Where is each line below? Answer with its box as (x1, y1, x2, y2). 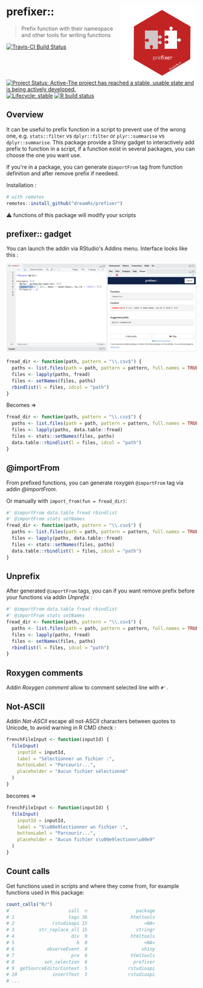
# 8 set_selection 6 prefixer (6, 959, 155, 965)
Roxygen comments (6, 668, 83, 678)
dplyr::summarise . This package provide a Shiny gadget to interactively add (6, 138, 195, 146)
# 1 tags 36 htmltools (6, 914, 155, 920)
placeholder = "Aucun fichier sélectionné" (17, 768, 129, 775)
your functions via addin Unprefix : (6, 594, 92, 601)
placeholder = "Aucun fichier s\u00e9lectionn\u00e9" (17, 836, 155, 843)
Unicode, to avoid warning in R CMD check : (6, 724, 117, 731)
